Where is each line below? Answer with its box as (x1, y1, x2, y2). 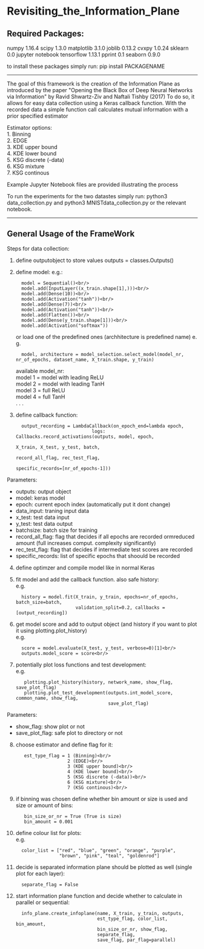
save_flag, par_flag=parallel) (97, 937, 176, 943)
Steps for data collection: (7, 244, 70, 252)
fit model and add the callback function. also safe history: (15, 575, 159, 583)
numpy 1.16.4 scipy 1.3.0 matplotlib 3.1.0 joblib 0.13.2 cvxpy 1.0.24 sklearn (7, 44, 189, 52)
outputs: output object (15, 488, 71, 495)
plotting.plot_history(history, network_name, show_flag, (24, 679, 174, 685)
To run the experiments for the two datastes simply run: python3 (7, 193, 168, 200)
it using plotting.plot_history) (15, 626, 87, 634)
